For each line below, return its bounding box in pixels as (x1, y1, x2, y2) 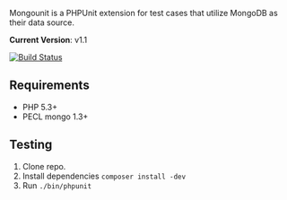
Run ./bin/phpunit (22, 179, 92, 191)
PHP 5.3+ (22, 101, 58, 112)
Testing (9, 137, 53, 152)
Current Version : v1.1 (9, 35, 88, 45)
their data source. (9, 17, 74, 28)
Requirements (9, 78, 90, 93)
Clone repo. (22, 161, 66, 171)
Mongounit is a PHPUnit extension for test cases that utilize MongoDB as (9, 8, 278, 18)
